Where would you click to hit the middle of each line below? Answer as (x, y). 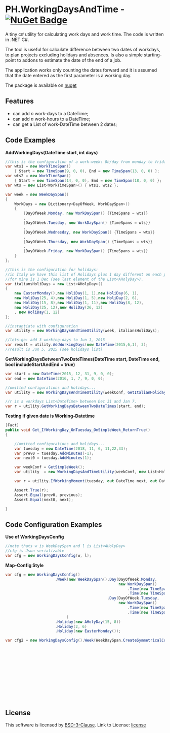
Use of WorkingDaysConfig (35, 537)
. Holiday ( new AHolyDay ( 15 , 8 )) (88, 622)
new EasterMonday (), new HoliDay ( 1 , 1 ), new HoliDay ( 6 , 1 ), (77, 293)
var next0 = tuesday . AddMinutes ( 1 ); (53, 458)
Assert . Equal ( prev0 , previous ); (48, 495)
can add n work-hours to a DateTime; (51, 119)
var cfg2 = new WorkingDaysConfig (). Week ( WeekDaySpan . (64, 641)
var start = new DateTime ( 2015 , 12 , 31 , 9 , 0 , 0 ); (60, 374)
